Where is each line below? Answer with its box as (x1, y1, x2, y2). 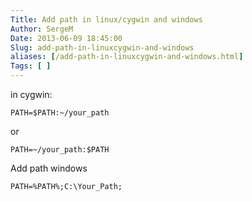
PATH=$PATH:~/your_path (10, 108, 110, 118)
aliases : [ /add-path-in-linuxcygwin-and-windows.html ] (10, 52, 244, 62)
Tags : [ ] (10, 61, 52, 71)
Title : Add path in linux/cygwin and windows (10, 14, 203, 25)
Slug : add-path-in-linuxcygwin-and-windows (10, 42, 195, 53)
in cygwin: (10, 89, 53, 100)
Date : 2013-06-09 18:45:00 (10, 33, 123, 43)
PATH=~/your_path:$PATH (10, 145, 110, 155)
